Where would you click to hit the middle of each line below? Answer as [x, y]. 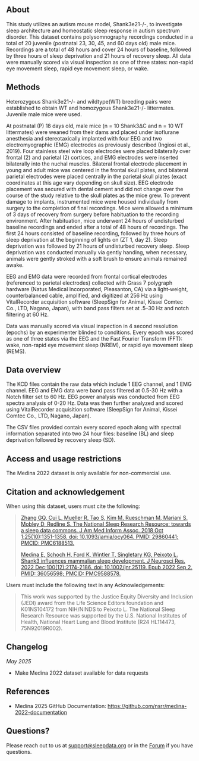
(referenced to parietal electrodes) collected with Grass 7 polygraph [89, 283]
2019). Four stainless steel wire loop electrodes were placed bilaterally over [98, 151]
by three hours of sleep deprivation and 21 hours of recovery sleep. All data [99, 55]
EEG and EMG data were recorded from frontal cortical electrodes [87, 276]
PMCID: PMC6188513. [48, 543]
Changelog [27, 647]
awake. [15, 265]
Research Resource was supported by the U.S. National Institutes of [104, 616]
